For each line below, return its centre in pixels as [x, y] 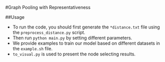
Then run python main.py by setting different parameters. [72, 38]
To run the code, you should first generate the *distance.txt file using [86, 27]
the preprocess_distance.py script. [49, 32]
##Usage [15, 17]
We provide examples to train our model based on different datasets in [86, 43]
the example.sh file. [32, 49]
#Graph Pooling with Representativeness [48, 7]
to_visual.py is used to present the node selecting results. [74, 54]
